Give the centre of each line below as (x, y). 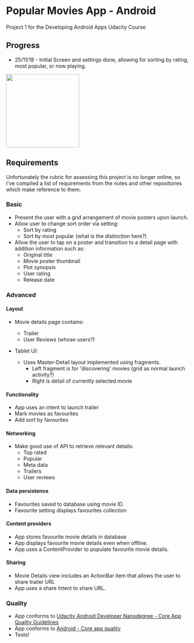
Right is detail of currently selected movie (82, 381)
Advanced (21, 295)
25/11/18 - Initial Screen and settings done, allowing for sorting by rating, (101, 59)
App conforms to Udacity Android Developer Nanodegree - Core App (98, 616)
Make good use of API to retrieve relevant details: (74, 446)
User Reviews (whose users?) (59, 339)
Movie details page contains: (49, 321)
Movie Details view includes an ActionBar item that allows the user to (98, 576)
